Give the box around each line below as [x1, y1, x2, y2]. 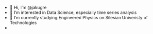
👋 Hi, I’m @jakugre [9, 5, 47, 10]
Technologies [9, 20, 37, 25]
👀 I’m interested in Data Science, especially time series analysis [9, 10, 137, 15]
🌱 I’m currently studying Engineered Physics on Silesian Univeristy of [9, 15, 148, 20]
